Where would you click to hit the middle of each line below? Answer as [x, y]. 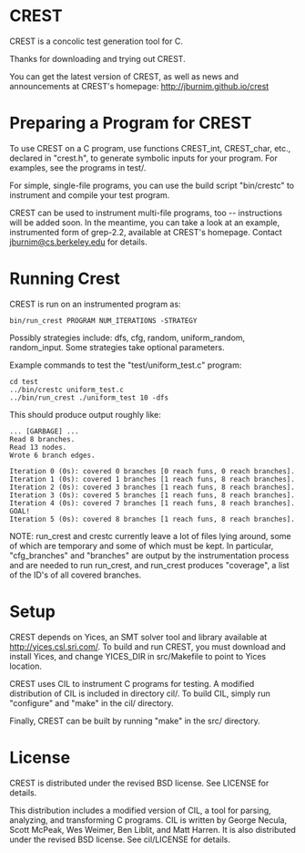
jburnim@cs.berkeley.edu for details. [78, 242]
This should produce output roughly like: [86, 414]
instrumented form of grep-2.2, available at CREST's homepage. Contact [146, 232]
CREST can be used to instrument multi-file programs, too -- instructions [146, 213]
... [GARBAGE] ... [44, 431]
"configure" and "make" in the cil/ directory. [92, 702]
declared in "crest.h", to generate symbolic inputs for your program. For [143, 158]
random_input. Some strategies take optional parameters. [117, 347]
